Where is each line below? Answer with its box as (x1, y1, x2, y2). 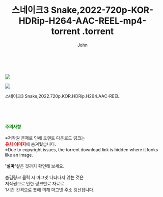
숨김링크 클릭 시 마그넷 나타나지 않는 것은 (5, 174, 84, 180)
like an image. (5, 152, 33, 158)
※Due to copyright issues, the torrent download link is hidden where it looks (5, 146, 158, 153)
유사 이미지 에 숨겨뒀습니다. (5, 141, 56, 147)
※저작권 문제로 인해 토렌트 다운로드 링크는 (5, 135, 85, 141)
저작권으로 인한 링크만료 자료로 (5, 180, 65, 186)
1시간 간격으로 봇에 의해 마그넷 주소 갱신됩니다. (5, 187, 95, 193)
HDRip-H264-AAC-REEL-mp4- (19, 15, 146, 27)
